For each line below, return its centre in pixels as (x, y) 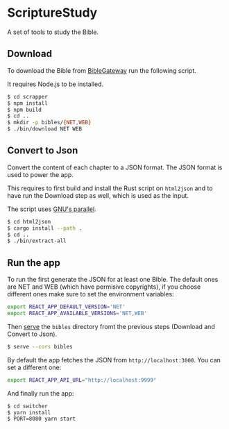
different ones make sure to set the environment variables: (91, 294)
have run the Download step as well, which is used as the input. (98, 195)
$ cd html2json (29, 221)
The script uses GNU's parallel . (52, 209)
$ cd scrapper (28, 96)
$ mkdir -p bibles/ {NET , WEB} (49, 123)
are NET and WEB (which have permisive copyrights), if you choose (104, 287)
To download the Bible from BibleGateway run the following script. (102, 70)
